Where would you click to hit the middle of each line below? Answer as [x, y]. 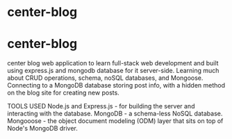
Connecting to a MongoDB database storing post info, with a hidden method [116, 85]
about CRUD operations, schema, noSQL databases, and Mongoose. [105, 78]
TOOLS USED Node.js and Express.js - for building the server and [101, 106]
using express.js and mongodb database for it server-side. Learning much [113, 71]
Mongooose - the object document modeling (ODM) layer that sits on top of [115, 121]
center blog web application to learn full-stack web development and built [113, 63]
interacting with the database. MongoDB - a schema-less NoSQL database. [115, 114]
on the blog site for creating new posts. [63, 93]
